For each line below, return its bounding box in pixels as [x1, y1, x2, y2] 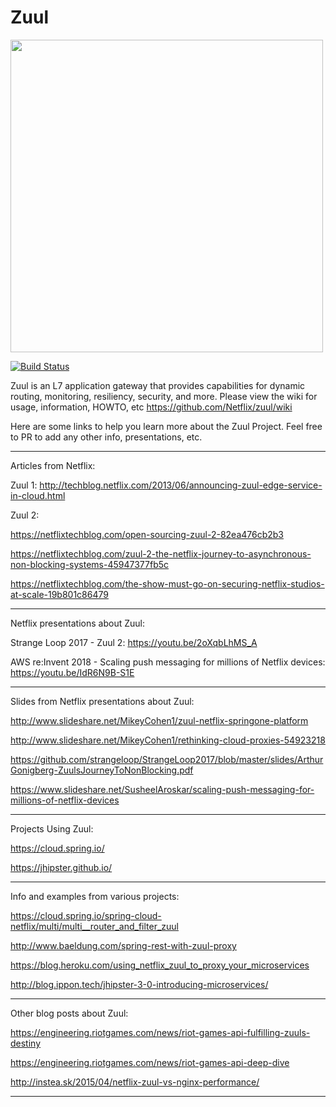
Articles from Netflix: [10, 459, 96, 471]
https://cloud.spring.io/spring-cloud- [10, 909, 162, 921]
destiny [10, 1037, 42, 1049]
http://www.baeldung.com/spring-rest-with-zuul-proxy [10, 939, 237, 951]
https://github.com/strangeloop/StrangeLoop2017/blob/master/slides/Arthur [10, 753, 324, 765]
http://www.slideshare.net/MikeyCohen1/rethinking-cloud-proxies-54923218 [10, 734, 326, 746]
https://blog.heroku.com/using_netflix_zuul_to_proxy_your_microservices [10, 959, 310, 971]
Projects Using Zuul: [10, 822, 94, 835]
